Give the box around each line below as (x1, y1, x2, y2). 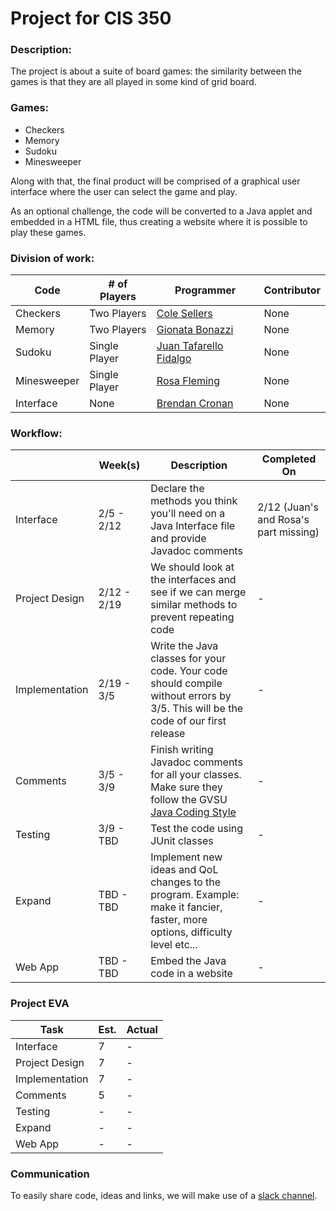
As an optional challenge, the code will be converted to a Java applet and (10, 205, 313, 217)
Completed (261, 452, 317, 466)
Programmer (174, 283, 237, 297)
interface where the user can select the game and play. (10, 185, 238, 197)
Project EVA (10, 997, 70, 1011)
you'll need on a (150, 507, 226, 521)
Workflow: (10, 427, 63, 440)
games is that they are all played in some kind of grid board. (10, 76, 257, 88)
